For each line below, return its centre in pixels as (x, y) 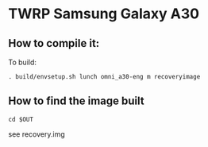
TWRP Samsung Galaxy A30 (104, 14)
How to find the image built (76, 101)
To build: (23, 62)
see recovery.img (37, 134)
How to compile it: (54, 43)
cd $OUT (21, 119)
